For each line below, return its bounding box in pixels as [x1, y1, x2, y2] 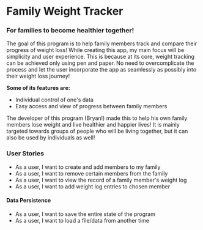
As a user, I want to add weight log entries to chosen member [15, 182, 170, 190]
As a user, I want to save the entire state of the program [15, 210, 156, 218]
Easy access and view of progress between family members [15, 103, 168, 110]
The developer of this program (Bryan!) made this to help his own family [6, 114, 188, 122]
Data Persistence [6, 197, 51, 204]
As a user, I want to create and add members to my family [15, 163, 161, 171]
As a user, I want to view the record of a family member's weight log [15, 176, 187, 184]
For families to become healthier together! [6, 26, 135, 35]
